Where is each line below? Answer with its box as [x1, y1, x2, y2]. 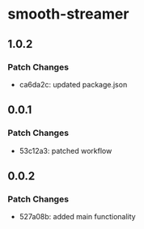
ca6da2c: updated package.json [19, 79, 128, 89]
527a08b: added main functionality [19, 212, 136, 222]
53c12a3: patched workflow [19, 146, 112, 155]
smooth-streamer [7, 5, 129, 23]
